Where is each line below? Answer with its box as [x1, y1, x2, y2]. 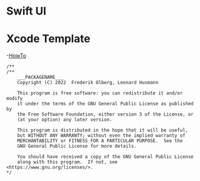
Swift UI [6, 4, 47, 18]
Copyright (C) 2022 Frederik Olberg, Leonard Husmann [17, 80, 159, 86]
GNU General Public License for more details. [17, 143, 137, 150]
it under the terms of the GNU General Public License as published [17, 101, 194, 107]
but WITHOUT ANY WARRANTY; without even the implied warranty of [17, 133, 186, 139]
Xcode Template [6, 32, 91, 46]
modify [6, 96, 23, 102]
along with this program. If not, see [17, 159, 118, 165]
